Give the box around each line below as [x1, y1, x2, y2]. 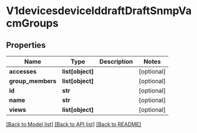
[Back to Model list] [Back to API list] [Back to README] [6, 121, 142, 128]
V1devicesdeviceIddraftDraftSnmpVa [6, 4, 192, 18]
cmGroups [6, 16, 59, 30]
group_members [9, 77, 57, 85]
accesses [9, 68, 37, 75]
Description [99, 58, 133, 65]
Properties [6, 40, 46, 50]
